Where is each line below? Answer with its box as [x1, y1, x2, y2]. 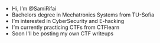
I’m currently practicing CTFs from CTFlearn [11, 24, 120, 31]
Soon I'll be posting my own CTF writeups [11, 30, 114, 37]
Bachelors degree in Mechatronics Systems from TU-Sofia [11, 11, 155, 18]
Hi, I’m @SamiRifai [11, 5, 57, 12]
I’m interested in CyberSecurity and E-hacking [11, 18, 125, 24]
